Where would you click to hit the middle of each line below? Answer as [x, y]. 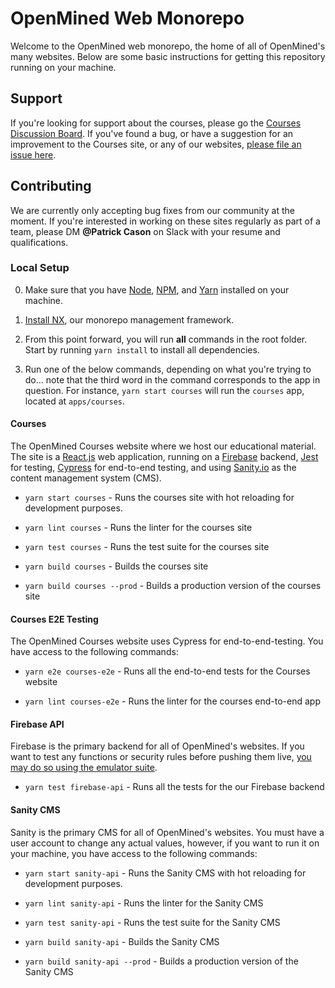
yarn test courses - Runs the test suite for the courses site [147, 547]
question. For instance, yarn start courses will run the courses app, [164, 390]
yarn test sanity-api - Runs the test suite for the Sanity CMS [152, 922]
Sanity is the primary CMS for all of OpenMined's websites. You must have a [167, 832]
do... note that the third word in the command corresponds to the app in [172, 379]
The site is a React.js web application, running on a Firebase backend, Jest [164, 457]
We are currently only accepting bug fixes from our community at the [152, 210]
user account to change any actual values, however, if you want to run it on [165, 843]
